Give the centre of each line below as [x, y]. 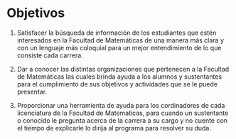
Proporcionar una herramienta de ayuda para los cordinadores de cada [121, 105]
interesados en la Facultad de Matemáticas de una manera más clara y [120, 40]
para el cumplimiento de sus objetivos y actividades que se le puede [117, 84]
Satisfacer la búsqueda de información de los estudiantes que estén [117, 33]
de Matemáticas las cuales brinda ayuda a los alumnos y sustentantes [119, 77]
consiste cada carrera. [50, 55]
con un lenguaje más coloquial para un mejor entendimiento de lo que [119, 48]
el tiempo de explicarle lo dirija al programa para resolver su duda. [114, 128]
